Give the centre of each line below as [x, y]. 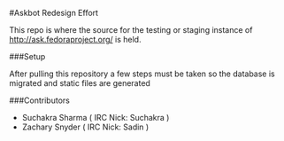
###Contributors [40, 100]
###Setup [27, 56]
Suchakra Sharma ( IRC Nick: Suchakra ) [96, 117]
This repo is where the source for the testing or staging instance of [131, 30]
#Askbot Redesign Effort [54, 13]
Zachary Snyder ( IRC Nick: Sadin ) [85, 127]
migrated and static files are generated [80, 83]
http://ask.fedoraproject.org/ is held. [75, 39]
